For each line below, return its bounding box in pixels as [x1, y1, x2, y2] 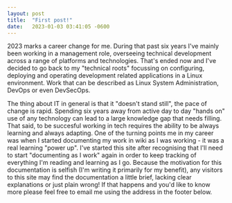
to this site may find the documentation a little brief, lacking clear [7, 173, 192, 182]
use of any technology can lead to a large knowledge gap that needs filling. [7, 114, 222, 123]
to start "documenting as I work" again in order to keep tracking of [7, 151, 197, 159]
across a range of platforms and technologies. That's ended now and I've [7, 57, 217, 65]
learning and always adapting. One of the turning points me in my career [7, 129, 214, 137]
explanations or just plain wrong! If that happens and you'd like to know [7, 181, 211, 189]
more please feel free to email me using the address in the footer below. [7, 188, 213, 196]
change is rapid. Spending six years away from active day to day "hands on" [7, 107, 225, 115]
